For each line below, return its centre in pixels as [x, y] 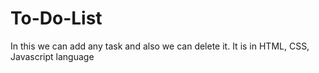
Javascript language [52, 56]
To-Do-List [56, 18]
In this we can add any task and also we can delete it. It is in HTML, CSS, [160, 46]
